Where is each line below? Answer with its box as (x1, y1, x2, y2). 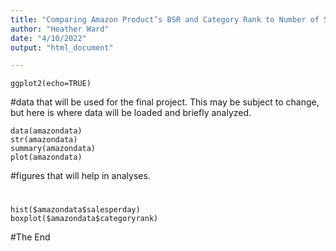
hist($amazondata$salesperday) (10, 205, 141, 215)
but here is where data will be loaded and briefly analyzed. (10, 107, 252, 119)
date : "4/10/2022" (10, 33, 87, 43)
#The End (10, 231, 51, 243)
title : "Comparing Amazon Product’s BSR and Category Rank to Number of (10, 14, 320, 25)
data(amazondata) (10, 126, 83, 136)
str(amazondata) (10, 135, 78, 145)
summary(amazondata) (10, 144, 97, 154)
